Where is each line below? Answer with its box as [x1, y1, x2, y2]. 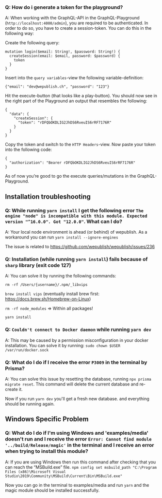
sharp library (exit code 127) [5, 262, 71, 269]
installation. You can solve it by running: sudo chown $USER [5, 342, 120, 348]
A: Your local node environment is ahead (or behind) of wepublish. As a [5, 229, 147, 235]
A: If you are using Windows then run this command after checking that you [5, 459, 156, 465]
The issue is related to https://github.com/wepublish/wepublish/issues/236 [5, 243, 155, 249]
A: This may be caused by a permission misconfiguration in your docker [5, 337, 149, 343]
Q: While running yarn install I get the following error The [5, 207, 144, 214]
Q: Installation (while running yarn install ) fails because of [5, 256, 148, 262]
